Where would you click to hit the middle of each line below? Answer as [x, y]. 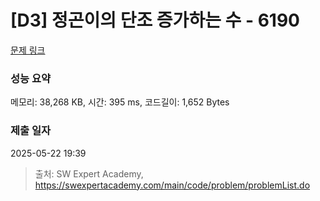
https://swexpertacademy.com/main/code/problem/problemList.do [172, 185]
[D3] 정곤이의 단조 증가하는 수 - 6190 [155, 20]
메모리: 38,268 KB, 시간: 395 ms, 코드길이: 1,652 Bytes [120, 102]
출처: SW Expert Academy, [89, 173]
